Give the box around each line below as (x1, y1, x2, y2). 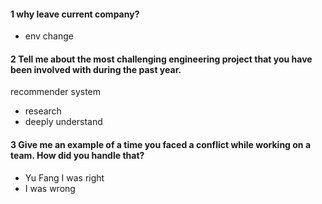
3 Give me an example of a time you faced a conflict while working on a (10, 139, 312, 150)
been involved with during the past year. (10, 63, 182, 75)
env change (24, 30, 74, 42)
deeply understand (24, 116, 103, 128)
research (24, 105, 62, 117)
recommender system (10, 86, 102, 98)
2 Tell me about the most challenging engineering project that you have (10, 53, 313, 65)
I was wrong (24, 182, 76, 194)
